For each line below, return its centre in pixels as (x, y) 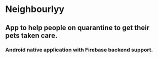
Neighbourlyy (35, 9)
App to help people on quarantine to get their (77, 28)
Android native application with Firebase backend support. (79, 49)
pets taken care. (31, 35)
